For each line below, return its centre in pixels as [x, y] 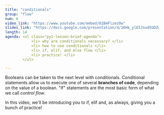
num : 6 [12, 19]
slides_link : [18, 28]
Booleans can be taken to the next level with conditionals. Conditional [75, 77]
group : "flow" [20, 14]
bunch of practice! [24, 108]
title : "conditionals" [28, 10]
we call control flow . [25, 93]
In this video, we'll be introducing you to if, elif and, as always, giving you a [80, 102]
